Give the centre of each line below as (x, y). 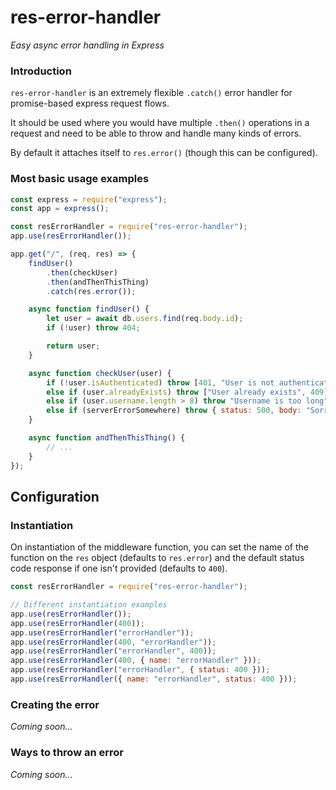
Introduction (41, 71)
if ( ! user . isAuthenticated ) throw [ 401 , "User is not (160, 382)
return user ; (73, 346)
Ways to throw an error (67, 753)
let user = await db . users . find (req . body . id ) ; (145, 319)
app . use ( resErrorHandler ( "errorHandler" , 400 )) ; (113, 651)
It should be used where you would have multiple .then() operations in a (160, 123)
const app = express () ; (60, 209)
